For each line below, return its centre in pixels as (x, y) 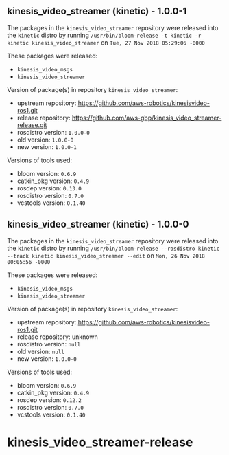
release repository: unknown (57, 337)
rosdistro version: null (49, 344)
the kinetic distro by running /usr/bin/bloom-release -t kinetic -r (104, 35)
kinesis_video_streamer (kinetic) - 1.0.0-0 (98, 224)
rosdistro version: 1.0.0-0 (53, 132)
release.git (32, 125)
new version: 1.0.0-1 (47, 146)
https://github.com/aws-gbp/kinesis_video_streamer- (147, 118)
